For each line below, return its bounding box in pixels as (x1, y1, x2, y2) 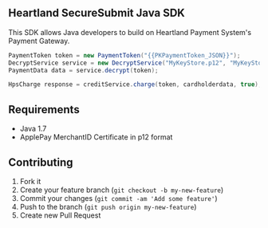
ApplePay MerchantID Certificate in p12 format (19, 132, 173, 142)
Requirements (8, 103, 80, 116)
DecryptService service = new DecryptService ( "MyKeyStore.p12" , (8, 59, 227, 67)
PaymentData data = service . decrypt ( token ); (8, 66, 159, 74)
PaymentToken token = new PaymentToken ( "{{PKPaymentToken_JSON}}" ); (8, 51, 241, 59)
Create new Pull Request (19, 210, 101, 220)
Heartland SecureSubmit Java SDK (8, 6, 185, 20)
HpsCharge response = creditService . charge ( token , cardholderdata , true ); (8, 81, 262, 88)
